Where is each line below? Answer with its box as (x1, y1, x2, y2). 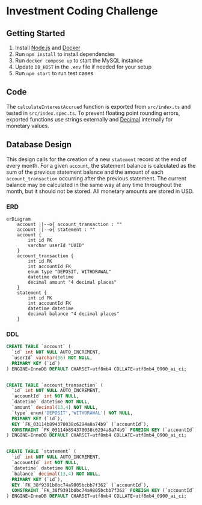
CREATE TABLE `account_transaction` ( (6, 382, 103, 388)
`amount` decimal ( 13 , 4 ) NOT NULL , (11, 405, 98, 411)
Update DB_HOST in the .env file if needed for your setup (14, 63, 152, 70)
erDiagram (6, 216, 31, 222)
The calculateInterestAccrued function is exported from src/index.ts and (6, 103, 191, 110)
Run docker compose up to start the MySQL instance (14, 57, 143, 64)
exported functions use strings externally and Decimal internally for (6, 115, 173, 123)
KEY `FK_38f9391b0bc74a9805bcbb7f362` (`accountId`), (11, 482, 149, 488)
